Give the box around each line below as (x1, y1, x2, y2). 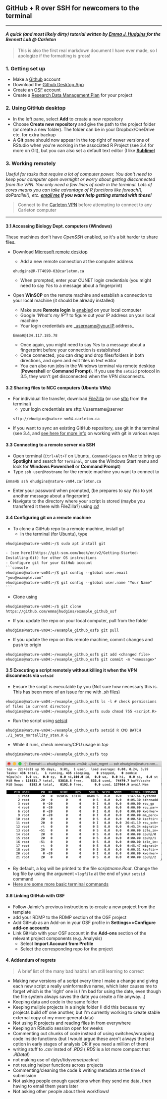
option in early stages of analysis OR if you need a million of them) (12, 1041, 149, 1047)
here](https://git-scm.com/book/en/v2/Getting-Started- (21, 550, 139, 555)
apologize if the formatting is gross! (17, 53, 91, 59)
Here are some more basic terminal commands (12, 881, 109, 887)
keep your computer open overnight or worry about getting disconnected (5, 176, 156, 182)
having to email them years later (12, 1083, 79, 1089)
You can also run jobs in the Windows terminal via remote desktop (20, 363, 156, 369)
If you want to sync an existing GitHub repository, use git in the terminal (12, 425, 159, 431)
